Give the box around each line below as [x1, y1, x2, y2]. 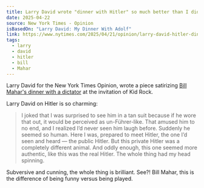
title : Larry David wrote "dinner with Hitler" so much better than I [6, 8, 189, 15]
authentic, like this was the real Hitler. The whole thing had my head [21, 150, 191, 158]
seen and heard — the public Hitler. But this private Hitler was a [21, 138, 180, 145]
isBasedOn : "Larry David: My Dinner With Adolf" [6, 25, 132, 32]
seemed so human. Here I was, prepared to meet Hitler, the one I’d [21, 131, 188, 138]
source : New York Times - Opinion [6, 20, 94, 26]
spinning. [21, 157, 44, 164]
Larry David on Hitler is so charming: [6, 100, 98, 107]
